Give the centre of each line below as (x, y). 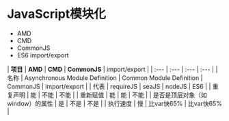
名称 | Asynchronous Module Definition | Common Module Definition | (105, 78)
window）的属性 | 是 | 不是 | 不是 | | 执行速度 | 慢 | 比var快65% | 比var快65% (114, 103)
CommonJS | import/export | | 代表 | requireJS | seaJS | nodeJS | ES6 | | (109, 86)
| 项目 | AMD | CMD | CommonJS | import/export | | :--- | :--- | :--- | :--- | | (112, 69)
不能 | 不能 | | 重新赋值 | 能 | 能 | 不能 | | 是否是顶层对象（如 (124, 95)
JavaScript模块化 (56, 14)
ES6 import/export (43, 55)
